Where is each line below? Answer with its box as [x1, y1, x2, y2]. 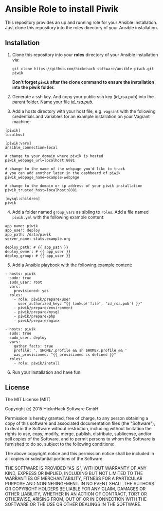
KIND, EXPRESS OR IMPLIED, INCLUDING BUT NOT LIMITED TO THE [5, 470, 143, 476]
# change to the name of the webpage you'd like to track [5, 166, 125, 171]
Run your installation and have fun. [12, 369, 82, 375]
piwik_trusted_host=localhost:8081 [5, 187, 77, 193]
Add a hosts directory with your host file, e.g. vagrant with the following [12, 108, 156, 114]
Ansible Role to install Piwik [5, 3, 119, 15]
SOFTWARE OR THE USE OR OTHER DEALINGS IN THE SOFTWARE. [5, 501, 142, 507]
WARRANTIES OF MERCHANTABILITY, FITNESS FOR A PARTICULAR [5, 475, 143, 481]
